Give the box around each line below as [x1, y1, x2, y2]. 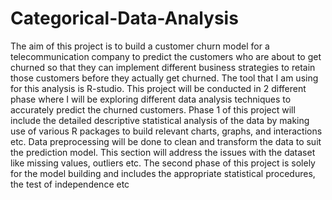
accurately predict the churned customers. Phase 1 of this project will [10, 103, 296, 116]
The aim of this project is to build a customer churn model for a [10, 40, 270, 52]
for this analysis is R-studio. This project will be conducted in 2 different [10, 82, 307, 94]
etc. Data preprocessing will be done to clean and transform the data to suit [10, 135, 322, 147]
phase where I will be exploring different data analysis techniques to [10, 93, 292, 105]
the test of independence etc [10, 178, 130, 190]
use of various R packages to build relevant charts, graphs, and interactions [10, 125, 323, 137]
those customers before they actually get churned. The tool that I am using [10, 72, 319, 84]
